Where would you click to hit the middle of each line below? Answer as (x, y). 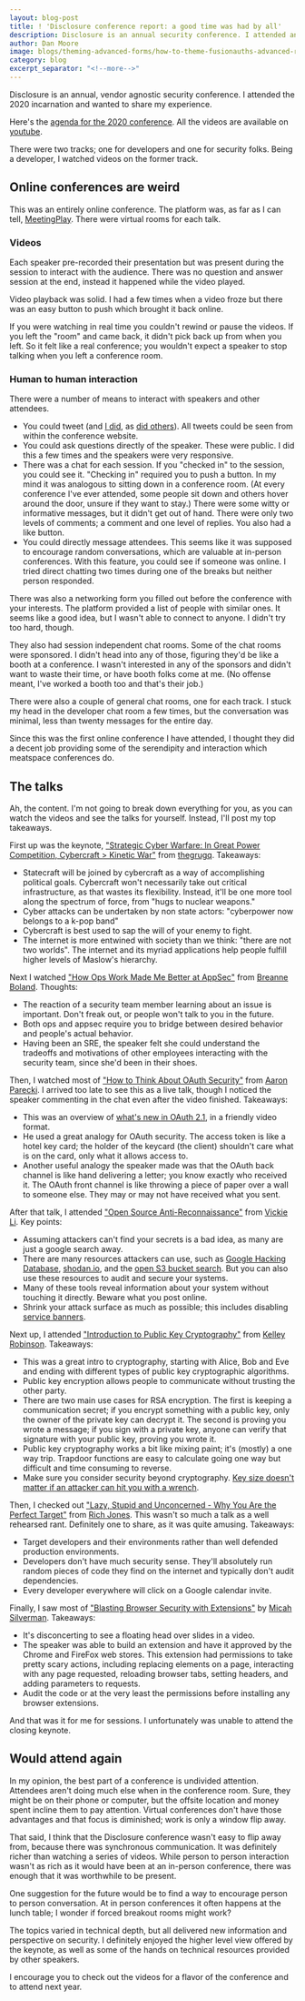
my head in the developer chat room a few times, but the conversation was (149, 712)
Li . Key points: (36, 1222)
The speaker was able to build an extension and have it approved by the (157, 1645)
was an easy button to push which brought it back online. (117, 308)
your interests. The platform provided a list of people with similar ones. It (145, 608)
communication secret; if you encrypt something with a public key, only (156, 1410)
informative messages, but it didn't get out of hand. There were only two (158, 513)
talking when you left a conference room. (86, 355)
